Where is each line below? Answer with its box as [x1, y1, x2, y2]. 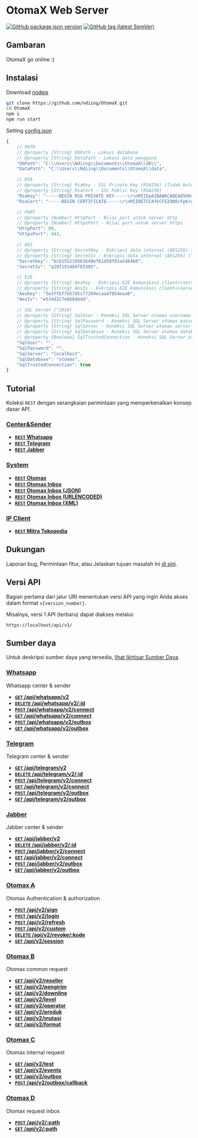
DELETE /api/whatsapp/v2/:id [14, 700, 85, 707]
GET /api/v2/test [14, 1060, 54, 1068]
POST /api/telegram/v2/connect [14, 777, 93, 784]
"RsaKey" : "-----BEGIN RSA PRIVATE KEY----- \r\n [16, 193, 138, 199]
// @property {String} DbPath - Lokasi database [16, 149, 138, 155]
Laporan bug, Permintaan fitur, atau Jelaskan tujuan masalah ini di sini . [6, 560, 178, 567]
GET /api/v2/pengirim [14, 983, 67, 990]
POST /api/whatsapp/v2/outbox [14, 718, 91, 726]
